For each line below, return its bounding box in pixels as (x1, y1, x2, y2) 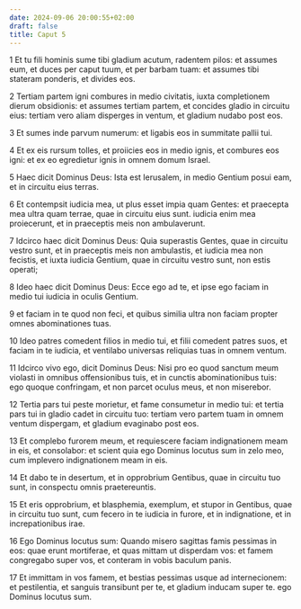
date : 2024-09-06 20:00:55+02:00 (9, 13, 135, 22)
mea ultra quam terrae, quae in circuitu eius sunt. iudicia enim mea (9, 209, 256, 219)
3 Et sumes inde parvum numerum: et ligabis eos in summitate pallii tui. (9, 128, 273, 139)
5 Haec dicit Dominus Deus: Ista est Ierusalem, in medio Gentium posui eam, (9, 172, 292, 183)
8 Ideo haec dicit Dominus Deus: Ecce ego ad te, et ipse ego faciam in (9, 282, 270, 292)
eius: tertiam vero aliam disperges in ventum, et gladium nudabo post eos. (9, 110, 283, 121)
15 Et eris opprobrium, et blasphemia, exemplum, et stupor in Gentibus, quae (9, 499, 293, 510)
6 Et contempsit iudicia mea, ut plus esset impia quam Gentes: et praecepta (9, 199, 289, 210)
